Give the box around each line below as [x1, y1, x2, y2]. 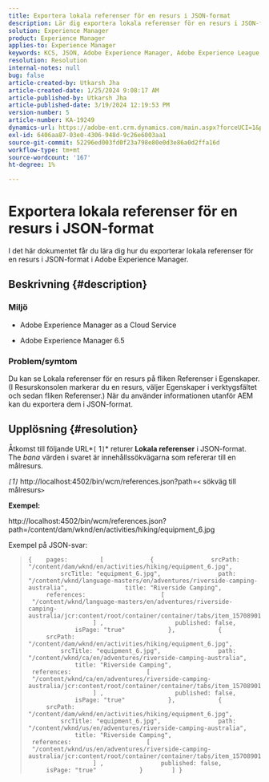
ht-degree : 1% [8, 161, 56, 169]
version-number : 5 [8, 109, 70, 117]
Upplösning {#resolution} [8, 423, 139, 436]
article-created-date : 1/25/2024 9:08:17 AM [8, 86, 159, 95]
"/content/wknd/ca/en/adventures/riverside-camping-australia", [27, 654, 247, 662]
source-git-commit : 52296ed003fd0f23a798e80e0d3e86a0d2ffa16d [8, 138, 220, 147]
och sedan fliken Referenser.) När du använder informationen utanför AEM [8, 391, 254, 401]
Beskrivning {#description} [8, 278, 148, 291]
